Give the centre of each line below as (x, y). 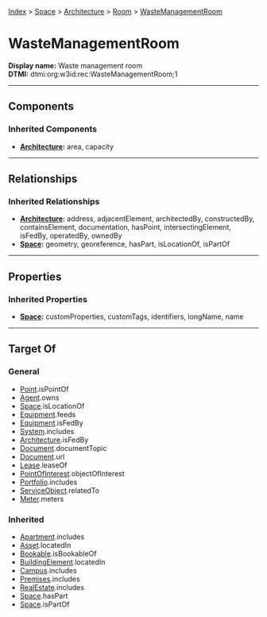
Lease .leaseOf (43, 465)
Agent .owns (39, 398)
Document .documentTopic (63, 448)
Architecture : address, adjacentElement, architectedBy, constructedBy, (137, 219)
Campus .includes (48, 570)
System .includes (47, 431)
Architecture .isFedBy (54, 440)
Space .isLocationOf (52, 406)
